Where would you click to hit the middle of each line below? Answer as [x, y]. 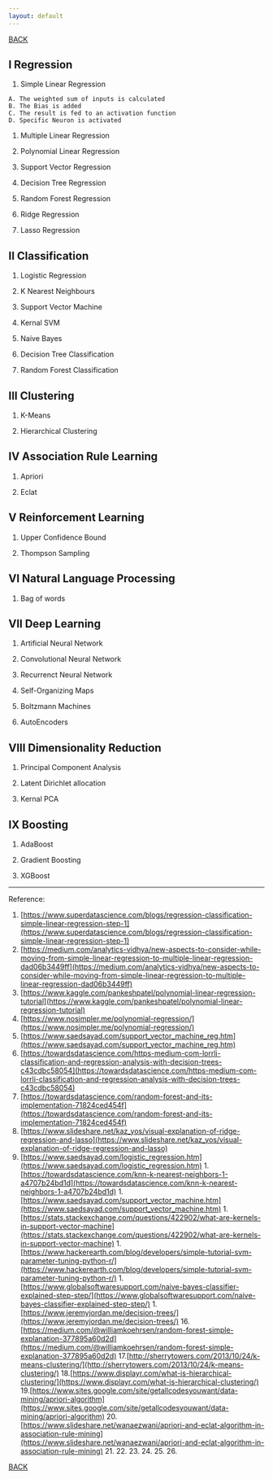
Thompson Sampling [55, 553]
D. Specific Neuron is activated [65, 120]
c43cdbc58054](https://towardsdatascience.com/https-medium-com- [139, 1070]
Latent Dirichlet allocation [63, 783]
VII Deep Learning [55, 624]
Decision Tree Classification [67, 354]
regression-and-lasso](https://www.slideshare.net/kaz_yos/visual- [131, 1140]
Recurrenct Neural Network [66, 675]
